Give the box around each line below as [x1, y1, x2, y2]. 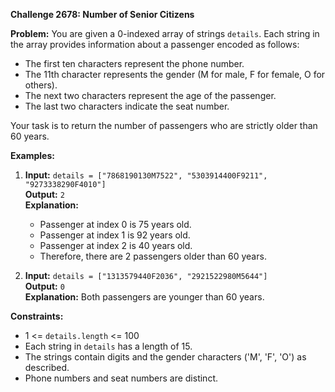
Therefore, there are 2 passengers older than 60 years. [39, 250, 267, 262]
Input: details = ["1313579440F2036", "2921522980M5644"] [24, 270, 268, 281]
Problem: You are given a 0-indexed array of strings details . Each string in [10, 28, 320, 39]
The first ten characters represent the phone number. [24, 58, 245, 69]
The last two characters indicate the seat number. [24, 100, 230, 112]
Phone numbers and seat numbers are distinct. [24, 372, 218, 384]
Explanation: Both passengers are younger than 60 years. [24, 291, 265, 303]
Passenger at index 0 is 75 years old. [39, 219, 192, 230]
